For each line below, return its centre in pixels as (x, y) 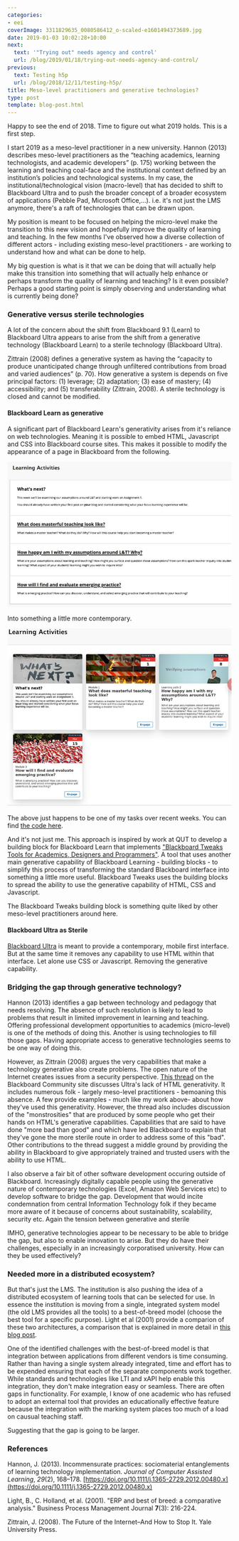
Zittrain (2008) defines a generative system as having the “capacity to (110, 359)
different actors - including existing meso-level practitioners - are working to (119, 245)
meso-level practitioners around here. (63, 914)
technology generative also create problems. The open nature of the (107, 1069)
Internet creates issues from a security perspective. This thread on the (111, 1076)
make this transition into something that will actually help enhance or (108, 273)
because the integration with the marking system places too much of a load (118, 1409)
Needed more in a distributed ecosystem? (81, 1273)
